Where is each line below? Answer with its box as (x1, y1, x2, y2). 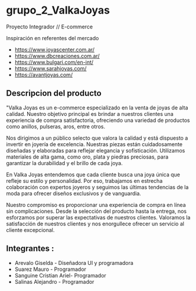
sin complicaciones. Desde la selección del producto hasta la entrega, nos (6, 208, 187, 215)
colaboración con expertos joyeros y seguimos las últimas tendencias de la (6, 183, 189, 190)
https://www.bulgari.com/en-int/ (14, 59, 94, 66)
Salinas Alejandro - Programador (14, 278, 94, 285)
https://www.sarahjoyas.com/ (14, 64, 87, 72)
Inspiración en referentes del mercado (6, 34, 99, 41)
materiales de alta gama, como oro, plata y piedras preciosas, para (6, 153, 169, 160)
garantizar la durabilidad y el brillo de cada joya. (6, 159, 123, 166)
